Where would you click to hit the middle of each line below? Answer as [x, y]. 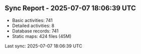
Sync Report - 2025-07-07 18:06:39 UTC [70, 8]
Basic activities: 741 [32, 20]
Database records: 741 [35, 31]
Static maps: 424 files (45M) [42, 36]
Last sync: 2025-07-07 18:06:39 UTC [44, 46]
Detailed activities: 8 [33, 25]
